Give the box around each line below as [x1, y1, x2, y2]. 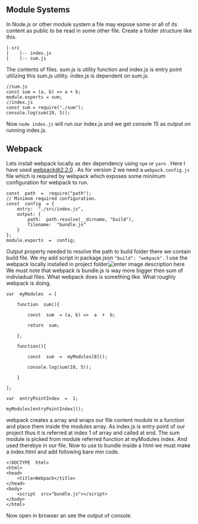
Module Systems [6, 5, 70, 15]
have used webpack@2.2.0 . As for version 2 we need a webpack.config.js [6, 166, 190, 173]
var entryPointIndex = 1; [6, 395, 78, 402]
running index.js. [6, 127, 47, 134]
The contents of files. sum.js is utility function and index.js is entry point [6, 66, 183, 73]
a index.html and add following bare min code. [6, 448, 120, 455]
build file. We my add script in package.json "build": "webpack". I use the [6, 254, 188, 261]
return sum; [27, 322, 60, 328]
